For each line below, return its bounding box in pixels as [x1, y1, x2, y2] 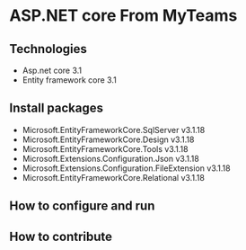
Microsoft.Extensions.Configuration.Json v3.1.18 [22, 153, 199, 164]
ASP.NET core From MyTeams [9, 5, 238, 26]
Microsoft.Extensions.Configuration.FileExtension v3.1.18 [22, 163, 231, 174]
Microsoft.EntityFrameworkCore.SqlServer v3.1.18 [22, 124, 206, 135]
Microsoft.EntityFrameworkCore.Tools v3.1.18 [22, 143, 189, 154]
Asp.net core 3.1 [22, 65, 83, 76]
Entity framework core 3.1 [22, 75, 117, 85]
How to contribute [9, 228, 113, 244]
